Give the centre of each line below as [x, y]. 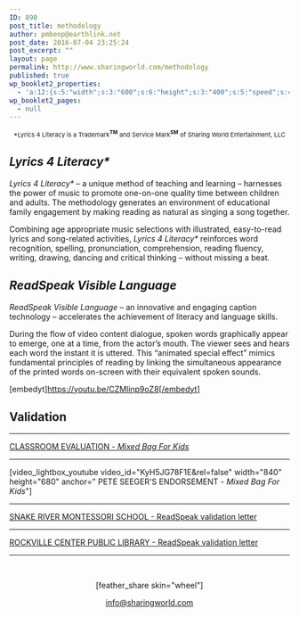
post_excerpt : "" [41, 51]
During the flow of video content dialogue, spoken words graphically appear [149, 333]
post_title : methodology [55, 26]
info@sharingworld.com [149, 603]
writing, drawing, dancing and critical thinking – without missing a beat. [140, 257]
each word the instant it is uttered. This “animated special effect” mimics [142, 352]
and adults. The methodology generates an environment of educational [140, 202]
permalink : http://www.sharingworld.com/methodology [109, 68]
